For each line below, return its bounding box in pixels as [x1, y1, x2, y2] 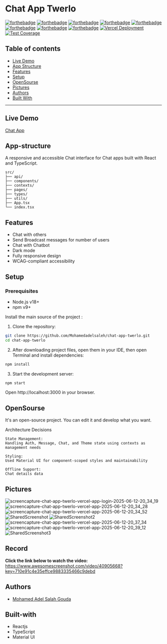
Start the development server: [12, 371, 74, 377]
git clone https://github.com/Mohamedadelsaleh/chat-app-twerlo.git [5, 333, 150, 338]
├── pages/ [5, 188, 28, 193]
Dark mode [12, 247, 36, 253]
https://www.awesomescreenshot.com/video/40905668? [5, 563, 123, 569]
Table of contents [5, 44, 61, 53]
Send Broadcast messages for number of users [12, 237, 110, 243]
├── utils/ [5, 196, 28, 201]
